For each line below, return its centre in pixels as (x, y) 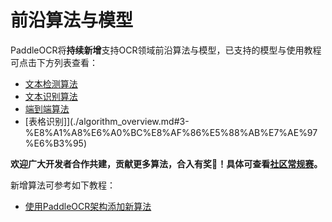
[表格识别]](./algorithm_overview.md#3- (107, 121)
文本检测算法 (51, 83)
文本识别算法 (51, 96)
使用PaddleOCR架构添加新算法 (88, 206)
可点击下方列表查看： (54, 62)
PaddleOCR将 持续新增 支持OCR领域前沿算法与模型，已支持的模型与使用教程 (166, 50)
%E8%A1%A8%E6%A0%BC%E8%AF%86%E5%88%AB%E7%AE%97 (171, 132)
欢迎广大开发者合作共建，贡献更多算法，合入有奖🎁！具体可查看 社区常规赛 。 (166, 163)
